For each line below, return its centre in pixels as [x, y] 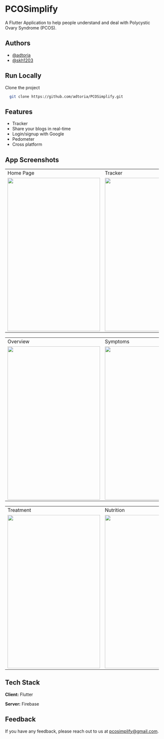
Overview [19, 342]
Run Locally [23, 76]
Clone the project [22, 87]
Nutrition [115, 510]
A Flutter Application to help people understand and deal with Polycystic [78, 23]
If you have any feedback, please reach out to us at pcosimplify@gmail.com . [82, 731]
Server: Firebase [22, 704]
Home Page [21, 173]
